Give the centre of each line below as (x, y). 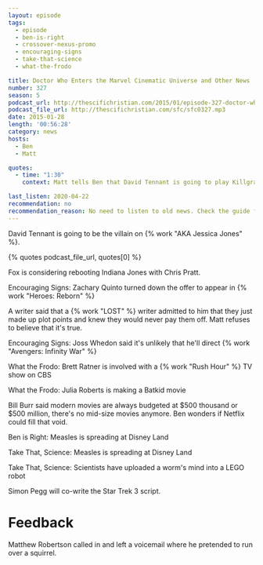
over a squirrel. (32, 552)
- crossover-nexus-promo (56, 45)
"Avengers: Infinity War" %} (52, 351)
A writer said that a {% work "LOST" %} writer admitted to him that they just (130, 311)
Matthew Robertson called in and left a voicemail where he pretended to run (130, 544)
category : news (33, 132)
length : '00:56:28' (40, 125)
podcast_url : (29, 103)
